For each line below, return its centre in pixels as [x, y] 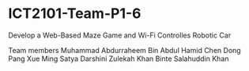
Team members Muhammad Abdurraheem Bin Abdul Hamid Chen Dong [124, 50]
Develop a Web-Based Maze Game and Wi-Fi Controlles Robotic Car [120, 35]
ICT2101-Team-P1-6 [75, 14]
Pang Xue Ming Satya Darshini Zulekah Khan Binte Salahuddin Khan [119, 59]
